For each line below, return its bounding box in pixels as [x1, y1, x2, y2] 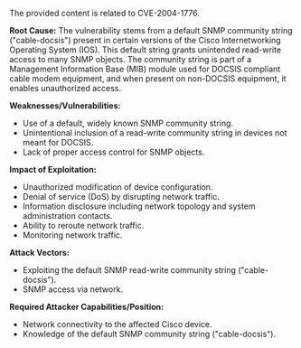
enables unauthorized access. [9, 83, 122, 93]
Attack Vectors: [9, 248, 71, 258]
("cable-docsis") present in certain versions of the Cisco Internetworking [9, 35, 282, 45]
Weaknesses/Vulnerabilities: [9, 100, 121, 111]
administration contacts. [22, 211, 113, 221]
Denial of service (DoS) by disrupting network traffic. [22, 192, 220, 202]
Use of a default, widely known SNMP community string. [22, 118, 233, 128]
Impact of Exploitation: [9, 165, 97, 174]
